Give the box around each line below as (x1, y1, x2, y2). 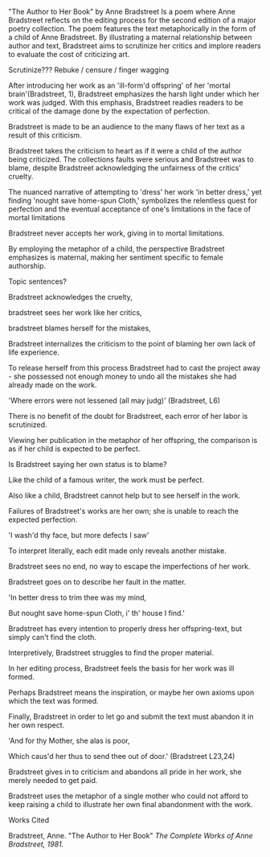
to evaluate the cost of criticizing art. (8, 50, 130, 59)
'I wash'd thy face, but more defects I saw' (8, 531, 149, 539)
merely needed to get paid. (8, 776, 98, 785)
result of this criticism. (8, 130, 82, 140)
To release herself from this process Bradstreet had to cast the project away (8, 363, 261, 372)
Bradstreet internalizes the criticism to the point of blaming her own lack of (8, 339, 256, 348)
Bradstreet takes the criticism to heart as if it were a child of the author (8, 146, 243, 155)
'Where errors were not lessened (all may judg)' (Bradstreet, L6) (8, 396, 221, 405)
